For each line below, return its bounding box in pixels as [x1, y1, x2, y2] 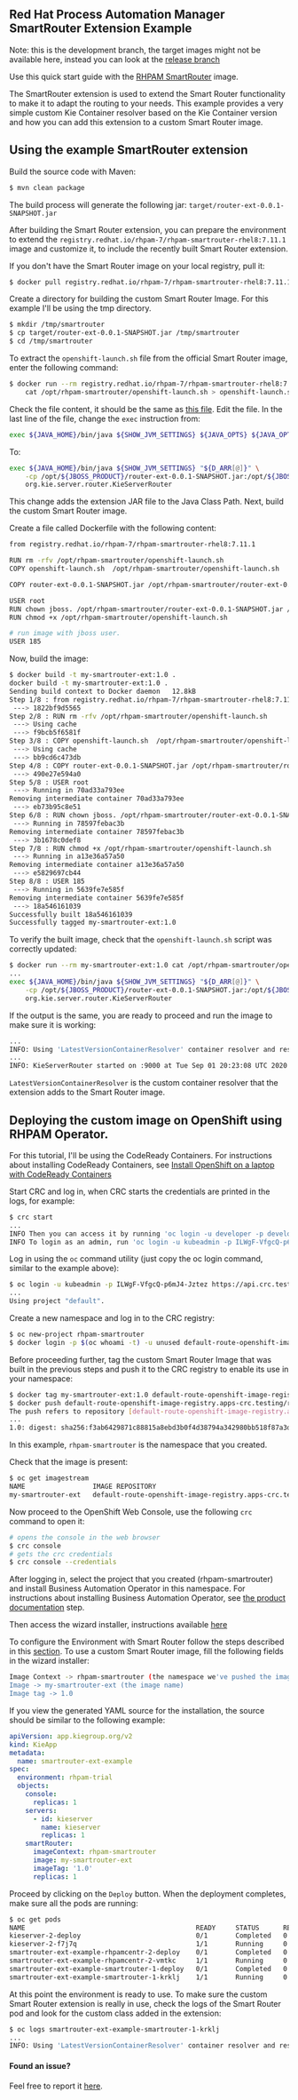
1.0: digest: [9, 1423, 58, 1433]
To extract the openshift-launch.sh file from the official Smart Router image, [9, 353, 288, 363]
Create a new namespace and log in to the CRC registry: [9, 1313, 216, 1324]
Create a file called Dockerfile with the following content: [9, 523, 217, 534]
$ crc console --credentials [9, 1558, 117, 1567]
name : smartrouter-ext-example [17, 1756, 133, 1766]
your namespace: [9, 1372, 74, 1384]
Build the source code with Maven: [9, 166, 136, 177]
